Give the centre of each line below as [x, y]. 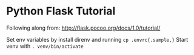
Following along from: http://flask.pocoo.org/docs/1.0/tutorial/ [83, 28]
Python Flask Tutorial [61, 11]
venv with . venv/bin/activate [45, 46]
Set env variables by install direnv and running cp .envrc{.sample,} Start [97, 39]
